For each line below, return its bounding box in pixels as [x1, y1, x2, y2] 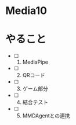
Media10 [5, 4, 48, 18]
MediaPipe [22, 58, 49, 65]
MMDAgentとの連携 [22, 112, 70, 119]
